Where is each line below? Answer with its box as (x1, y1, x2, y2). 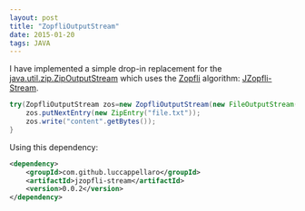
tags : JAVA (9, 38, 51, 48)
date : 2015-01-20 (9, 30, 75, 39)
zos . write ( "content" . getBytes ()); (25, 117, 156, 126)
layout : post (9, 13, 59, 23)
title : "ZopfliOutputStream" (9, 22, 120, 31)
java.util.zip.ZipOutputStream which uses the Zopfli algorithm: (9, 73, 241, 84)
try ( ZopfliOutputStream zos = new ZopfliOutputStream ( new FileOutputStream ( (9, 101, 299, 110)
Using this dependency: (9, 141, 98, 152)
